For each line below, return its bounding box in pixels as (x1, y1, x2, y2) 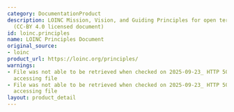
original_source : (7, 42, 58, 49)
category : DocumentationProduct (7, 10, 101, 17)
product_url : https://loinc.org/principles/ (7, 56, 139, 63)
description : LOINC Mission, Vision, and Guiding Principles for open (7, 17, 217, 24)
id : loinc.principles (7, 29, 70, 37)
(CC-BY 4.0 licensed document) (13, 23, 104, 30)
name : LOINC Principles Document (7, 36, 104, 43)
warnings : (7, 62, 36, 69)
